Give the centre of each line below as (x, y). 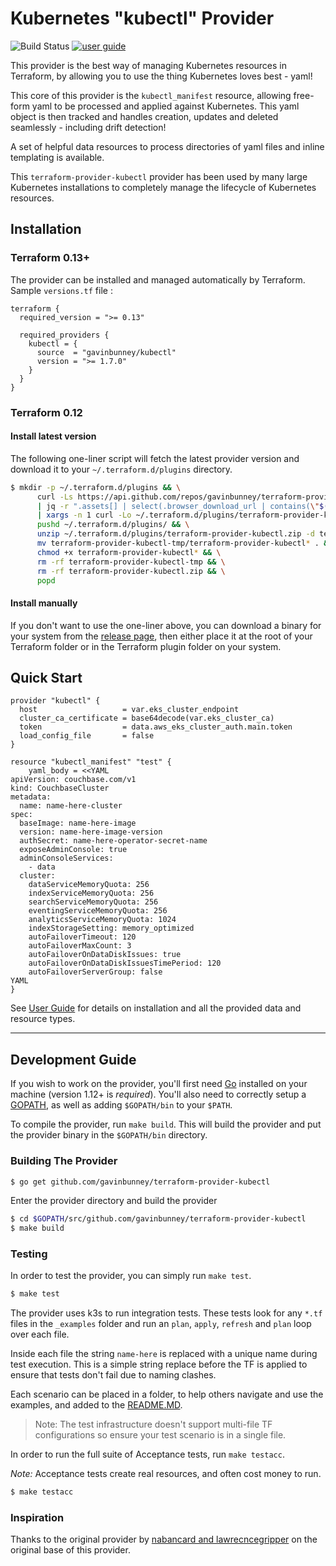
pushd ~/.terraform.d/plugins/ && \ (113, 525)
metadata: (31, 797)
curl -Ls (55, 497)
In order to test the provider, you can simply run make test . (131, 1276)
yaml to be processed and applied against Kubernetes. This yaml (165, 106)
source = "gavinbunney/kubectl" (106, 352)
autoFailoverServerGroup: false (95, 972)
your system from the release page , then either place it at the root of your (161, 636)
